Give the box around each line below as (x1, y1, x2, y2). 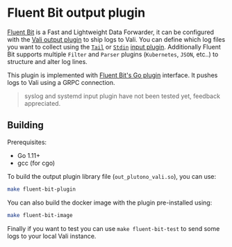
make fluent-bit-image (7, 212, 73, 218)
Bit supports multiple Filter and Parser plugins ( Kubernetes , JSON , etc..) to (7, 50, 219, 58)
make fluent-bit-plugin (7, 186, 76, 193)
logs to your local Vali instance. (7, 232, 97, 240)
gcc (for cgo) (17, 159, 56, 167)
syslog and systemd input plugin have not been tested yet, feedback (24, 92, 221, 100)
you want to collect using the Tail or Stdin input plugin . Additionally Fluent (7, 42, 221, 51)
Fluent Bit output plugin (7, 5, 146, 21)
